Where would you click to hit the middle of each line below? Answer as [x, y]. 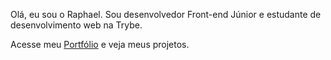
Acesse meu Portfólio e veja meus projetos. [100, 44]
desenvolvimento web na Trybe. [76, 25]
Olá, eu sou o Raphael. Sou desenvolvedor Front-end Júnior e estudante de [166, 14]
